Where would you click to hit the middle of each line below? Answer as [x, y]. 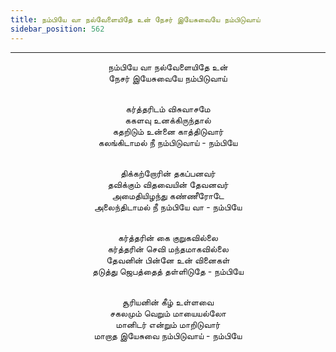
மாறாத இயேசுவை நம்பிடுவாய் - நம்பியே [168, 335]
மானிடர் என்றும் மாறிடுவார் [168, 324]
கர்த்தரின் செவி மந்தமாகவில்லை [168, 248]
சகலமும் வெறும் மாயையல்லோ [168, 313]
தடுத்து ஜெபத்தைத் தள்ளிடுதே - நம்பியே [168, 271]
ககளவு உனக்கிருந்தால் [168, 120]
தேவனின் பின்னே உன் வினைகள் [168, 260]
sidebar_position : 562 [57, 29]
